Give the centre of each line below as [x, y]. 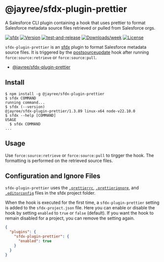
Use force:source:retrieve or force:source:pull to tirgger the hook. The [80, 155]
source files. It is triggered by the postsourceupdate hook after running [77, 52]
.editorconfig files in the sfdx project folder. [50, 193]
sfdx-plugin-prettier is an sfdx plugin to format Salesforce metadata [76, 47]
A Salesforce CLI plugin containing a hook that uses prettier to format [75, 23]
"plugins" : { [23, 232]
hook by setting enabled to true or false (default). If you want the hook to [80, 213]
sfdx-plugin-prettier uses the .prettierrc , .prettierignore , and [72, 188]
